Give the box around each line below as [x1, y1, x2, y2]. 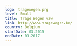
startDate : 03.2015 [5, 29, 45, 34]
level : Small [5, 11, 31, 16]
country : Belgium [5, 25, 40, 30]
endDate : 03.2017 [5, 34, 40, 39]
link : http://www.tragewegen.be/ [5, 20, 73, 25]
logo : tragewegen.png [5, 7, 49, 12]
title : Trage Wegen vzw [5, 16, 53, 21]
